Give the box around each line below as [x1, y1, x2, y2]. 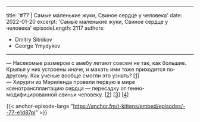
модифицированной [6, 91, 58, 98]
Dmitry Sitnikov [14, 36, 52, 43]
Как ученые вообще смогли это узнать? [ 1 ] [30, 72, 140, 79]
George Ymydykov [14, 42, 61, 49]
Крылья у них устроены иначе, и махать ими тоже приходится [6, 66, 165, 73]
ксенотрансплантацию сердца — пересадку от [6, 85, 127, 92]
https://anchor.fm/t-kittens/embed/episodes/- [73, 102, 186, 110]
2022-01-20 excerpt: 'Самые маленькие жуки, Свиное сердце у [6, 18, 168, 25]
